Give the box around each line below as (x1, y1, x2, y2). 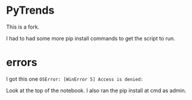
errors (6, 56, 37, 69)
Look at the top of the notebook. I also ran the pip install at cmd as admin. (6, 87, 187, 94)
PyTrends (6, 4, 55, 17)
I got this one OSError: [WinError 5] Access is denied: (6, 75, 144, 82)
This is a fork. (6, 23, 40, 30)
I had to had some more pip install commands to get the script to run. (6, 35, 175, 42)
